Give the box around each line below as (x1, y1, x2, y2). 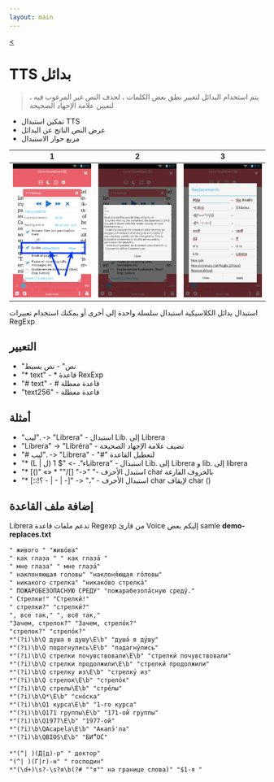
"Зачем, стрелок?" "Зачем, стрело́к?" (9, 619, 137, 628)
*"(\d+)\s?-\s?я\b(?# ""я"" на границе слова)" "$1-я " (9, 765, 202, 774)
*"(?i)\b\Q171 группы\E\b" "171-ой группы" (9, 708, 159, 717)
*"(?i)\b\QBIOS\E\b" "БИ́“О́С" (9, 732, 108, 741)
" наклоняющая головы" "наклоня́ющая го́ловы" (9, 570, 163, 579)
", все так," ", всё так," (9, 610, 101, 619)
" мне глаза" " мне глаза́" (9, 562, 101, 571)
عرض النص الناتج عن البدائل (20, 124, 106, 134)
